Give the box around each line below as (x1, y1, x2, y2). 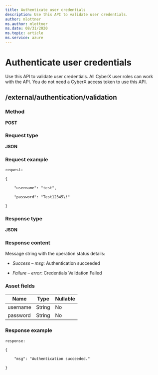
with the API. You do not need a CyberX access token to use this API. (5, 79, 147, 85)
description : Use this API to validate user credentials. (5, 12, 128, 17)
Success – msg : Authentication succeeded (12, 260, 101, 266)
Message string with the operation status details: (5, 251, 106, 257)
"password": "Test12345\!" (14, 194, 70, 199)
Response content (5, 239, 51, 246)
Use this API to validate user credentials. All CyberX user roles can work (5, 73, 154, 79)
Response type (5, 215, 43, 222)
